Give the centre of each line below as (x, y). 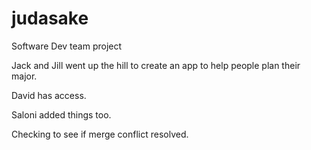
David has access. (49, 95)
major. (24, 76)
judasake (50, 18)
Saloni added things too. (61, 114)
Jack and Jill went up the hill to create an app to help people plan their (156, 65)
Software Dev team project (67, 46)
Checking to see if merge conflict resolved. (100, 134)
